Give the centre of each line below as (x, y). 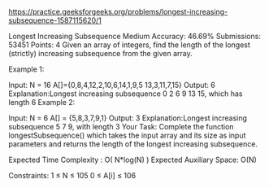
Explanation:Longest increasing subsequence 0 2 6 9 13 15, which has (126, 94)
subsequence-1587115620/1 (55, 20)
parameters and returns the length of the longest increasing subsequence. (133, 144)
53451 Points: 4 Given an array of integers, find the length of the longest (129, 45)
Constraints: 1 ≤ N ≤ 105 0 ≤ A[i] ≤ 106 (72, 175)
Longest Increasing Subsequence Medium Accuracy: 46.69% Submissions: (135, 36)
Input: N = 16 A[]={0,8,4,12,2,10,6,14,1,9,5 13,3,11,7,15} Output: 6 (112, 85)
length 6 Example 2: (42, 102)
